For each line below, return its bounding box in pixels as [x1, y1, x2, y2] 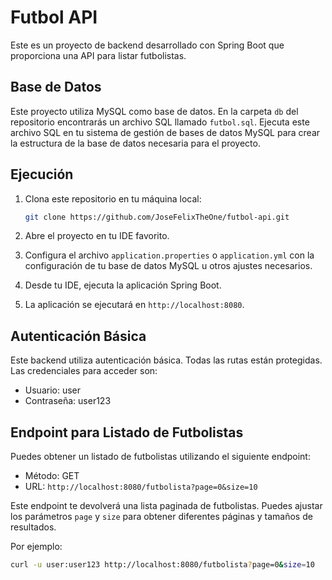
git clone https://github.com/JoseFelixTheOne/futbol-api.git [24, 212, 290, 222]
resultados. [10, 521, 57, 533]
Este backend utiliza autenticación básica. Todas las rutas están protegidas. [10, 354, 323, 366]
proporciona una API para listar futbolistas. [10, 49, 187, 61]
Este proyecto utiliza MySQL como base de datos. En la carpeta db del [10, 105, 299, 117]
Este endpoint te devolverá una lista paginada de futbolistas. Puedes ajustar [10, 500, 323, 512]
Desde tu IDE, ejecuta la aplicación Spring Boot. [24, 279, 222, 291]
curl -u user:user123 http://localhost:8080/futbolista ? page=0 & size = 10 [10, 560, 315, 570]
